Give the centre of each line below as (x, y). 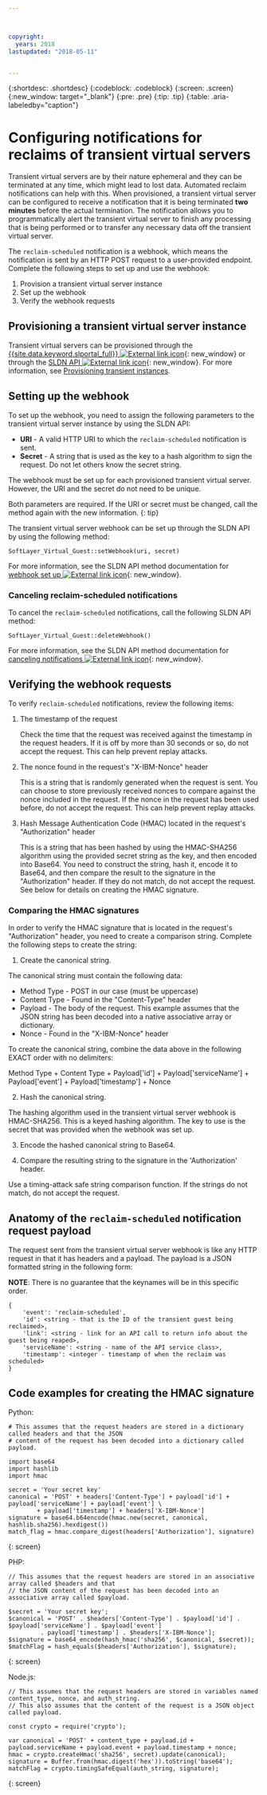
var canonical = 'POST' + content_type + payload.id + (101, 1740)
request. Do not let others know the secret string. (100, 464)
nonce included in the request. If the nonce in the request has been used (139, 799)
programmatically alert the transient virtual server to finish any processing (130, 219)
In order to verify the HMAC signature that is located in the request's (120, 928)
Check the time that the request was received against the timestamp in (136, 734)
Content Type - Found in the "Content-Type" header (105, 1000)
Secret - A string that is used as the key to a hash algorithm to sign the (136, 456)
